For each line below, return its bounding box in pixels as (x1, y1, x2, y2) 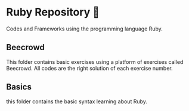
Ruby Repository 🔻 (6, 5, 100, 19)
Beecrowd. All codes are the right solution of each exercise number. (6, 64, 173, 72)
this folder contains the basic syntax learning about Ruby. (6, 98, 148, 105)
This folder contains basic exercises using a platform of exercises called (6, 58, 184, 65)
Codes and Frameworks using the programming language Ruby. (6, 25, 163, 32)
